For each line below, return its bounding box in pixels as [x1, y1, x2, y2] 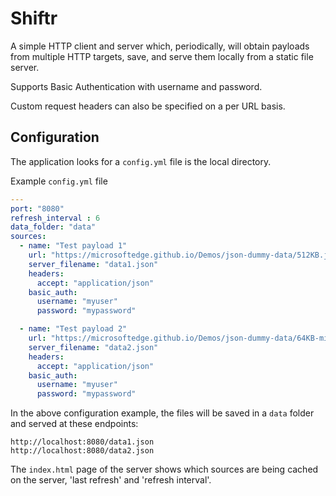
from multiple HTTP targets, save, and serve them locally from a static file [10, 50, 314, 62]
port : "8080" [10, 203, 65, 214]
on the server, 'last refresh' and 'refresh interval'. [10, 474, 212, 486]
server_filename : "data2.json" [28, 342, 159, 352]
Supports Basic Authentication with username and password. [10, 80, 263, 92]
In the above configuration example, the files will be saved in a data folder [10, 407, 315, 419]
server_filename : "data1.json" [28, 259, 159, 269]
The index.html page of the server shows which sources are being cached [10, 463, 319, 476]
